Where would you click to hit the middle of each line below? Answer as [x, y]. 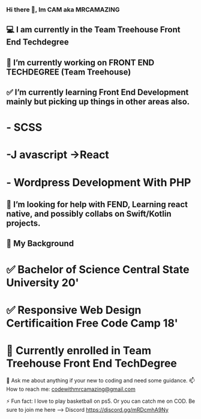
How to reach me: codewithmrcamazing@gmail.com [71, 389]
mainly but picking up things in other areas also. [98, 102]
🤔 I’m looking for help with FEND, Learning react [97, 204]
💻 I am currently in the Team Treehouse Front [93, 30]
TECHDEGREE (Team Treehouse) [69, 72]
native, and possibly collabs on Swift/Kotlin [89, 214]
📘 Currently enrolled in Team [79, 351]
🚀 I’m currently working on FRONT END [80, 62]
